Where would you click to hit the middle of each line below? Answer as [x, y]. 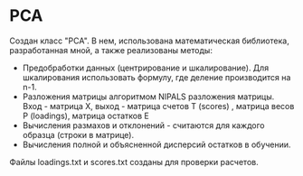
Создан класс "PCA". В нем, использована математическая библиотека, [149, 41]
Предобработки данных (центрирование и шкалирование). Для [146, 68]
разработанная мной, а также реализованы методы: [111, 50]
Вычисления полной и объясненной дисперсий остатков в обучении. [156, 144]
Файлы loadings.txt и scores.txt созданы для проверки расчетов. [134, 162]
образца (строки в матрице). [78, 134]
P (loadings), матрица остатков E [85, 116]
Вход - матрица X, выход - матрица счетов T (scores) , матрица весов [158, 106]
